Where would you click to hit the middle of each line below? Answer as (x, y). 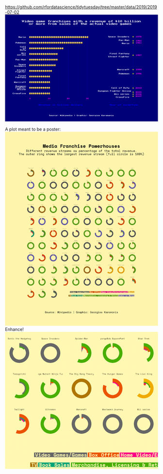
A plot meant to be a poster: (33, 129)
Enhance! (15, 329)
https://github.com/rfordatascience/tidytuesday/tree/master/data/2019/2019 (81, 7)
